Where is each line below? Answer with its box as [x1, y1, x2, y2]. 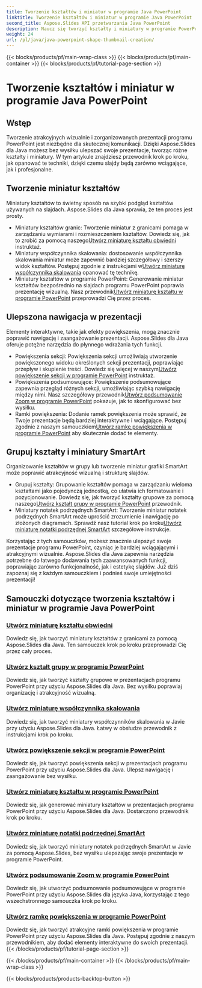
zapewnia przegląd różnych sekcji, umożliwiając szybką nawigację [14, 384, 180, 392]
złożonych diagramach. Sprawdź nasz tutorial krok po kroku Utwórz [14, 520, 182, 527]
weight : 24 [6, 31, 34, 37]
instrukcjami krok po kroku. [6, 731, 74, 738]
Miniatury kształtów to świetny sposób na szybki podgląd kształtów [6, 199, 174, 206]
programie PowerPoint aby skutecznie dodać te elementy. [14, 429, 159, 436]
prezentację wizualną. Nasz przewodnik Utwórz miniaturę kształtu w [14, 288, 183, 295]
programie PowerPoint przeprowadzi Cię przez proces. [14, 294, 151, 302]
